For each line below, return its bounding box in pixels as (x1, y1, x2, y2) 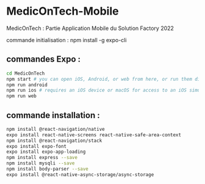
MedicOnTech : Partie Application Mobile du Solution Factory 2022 (6, 24, 174, 32)
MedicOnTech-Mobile (6, 4, 119, 18)
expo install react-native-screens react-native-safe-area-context (6, 131, 182, 138)
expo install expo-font (6, 143, 67, 149)
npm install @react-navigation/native (6, 126, 105, 132)
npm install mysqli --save (6, 160, 75, 166)
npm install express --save (6, 155, 78, 161)
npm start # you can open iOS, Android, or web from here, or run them (6, 76, 192, 82)
